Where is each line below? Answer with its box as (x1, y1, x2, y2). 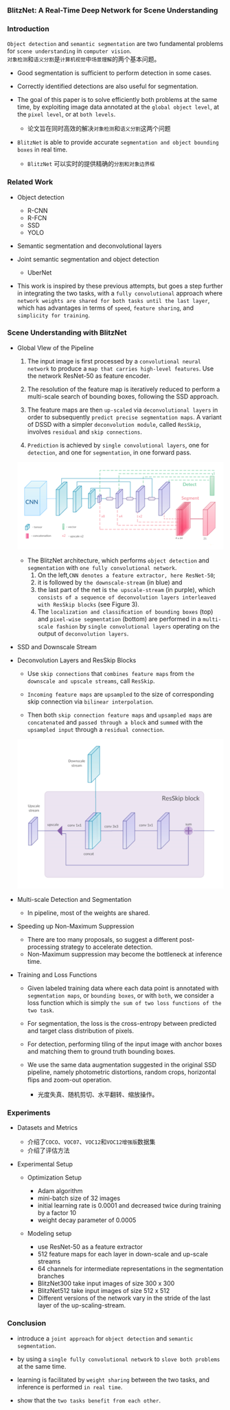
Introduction (7, 23, 49, 33)
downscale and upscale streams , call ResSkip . (27, 677, 156, 685)
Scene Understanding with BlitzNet (7, 328, 127, 337)
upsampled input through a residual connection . (27, 726, 165, 734)
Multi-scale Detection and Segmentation (16, 896, 132, 903)
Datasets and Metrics (16, 1124, 78, 1132)
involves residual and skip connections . (27, 428, 143, 436)
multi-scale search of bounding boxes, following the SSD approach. (27, 392, 219, 401)
